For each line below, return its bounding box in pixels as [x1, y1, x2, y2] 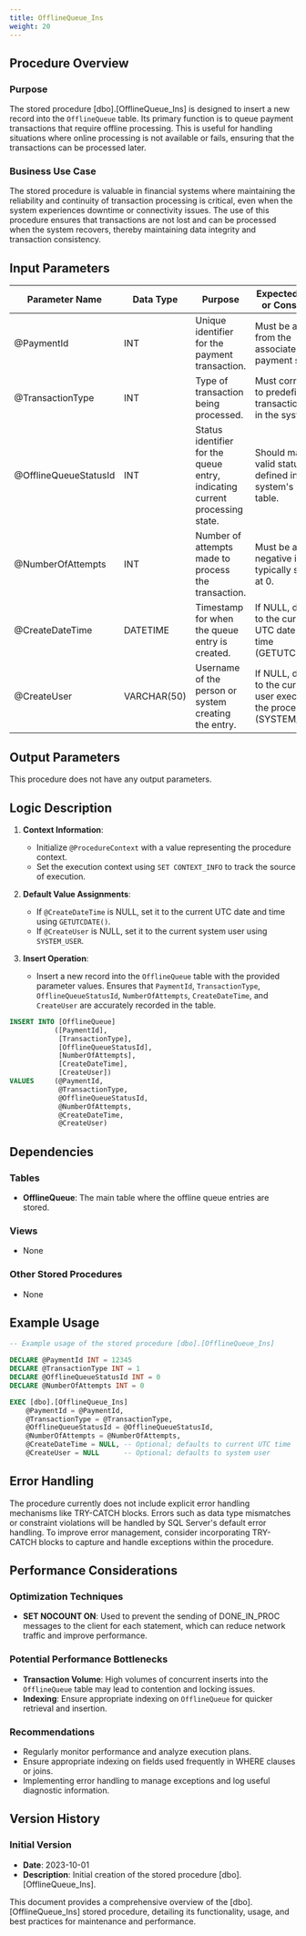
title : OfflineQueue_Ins [9, 13, 104, 23]
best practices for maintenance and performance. [9, 1915, 197, 1927]
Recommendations [9, 1726, 96, 1738]
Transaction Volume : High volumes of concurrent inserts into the [22, 1674, 269, 1685]
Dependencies [9, 1144, 94, 1160]
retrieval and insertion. [22, 1703, 107, 1714]
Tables [9, 1172, 40, 1184]
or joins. [22, 1765, 54, 1777]
